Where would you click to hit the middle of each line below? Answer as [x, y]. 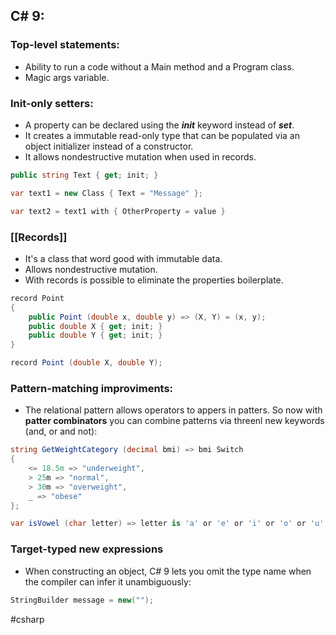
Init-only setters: [52, 103]
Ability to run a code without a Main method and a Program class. [159, 66]
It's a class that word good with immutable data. [123, 258]
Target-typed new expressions [87, 549]
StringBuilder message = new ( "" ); [82, 600]
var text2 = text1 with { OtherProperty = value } [118, 211]
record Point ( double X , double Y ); [86, 363]
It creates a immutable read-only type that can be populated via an [162, 135]
